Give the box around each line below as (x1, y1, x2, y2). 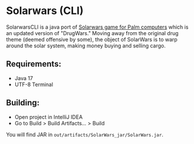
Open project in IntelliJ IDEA (14, 113, 83, 121)
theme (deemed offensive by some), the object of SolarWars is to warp (6, 36, 178, 43)
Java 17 (14, 74, 34, 81)
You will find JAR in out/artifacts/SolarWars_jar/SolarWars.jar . (6, 131, 163, 138)
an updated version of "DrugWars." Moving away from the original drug (6, 29, 179, 36)
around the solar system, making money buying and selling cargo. (6, 42, 166, 49)
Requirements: (6, 59, 62, 69)
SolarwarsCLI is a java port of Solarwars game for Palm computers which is (6, 23, 189, 30)
